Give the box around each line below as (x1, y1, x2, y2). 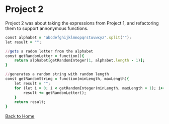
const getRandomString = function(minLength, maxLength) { (5, 76, 129, 81)
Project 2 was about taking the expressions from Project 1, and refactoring (5, 20, 159, 26)
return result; (14, 99, 46, 104)
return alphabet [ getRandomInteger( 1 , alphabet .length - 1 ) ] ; (14, 58, 145, 63)
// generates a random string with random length (5, 71, 109, 77)
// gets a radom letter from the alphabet (5, 48, 94, 53)
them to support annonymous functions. (5, 25, 89, 31)
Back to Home (5, 113, 35, 119)
